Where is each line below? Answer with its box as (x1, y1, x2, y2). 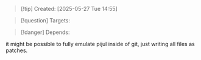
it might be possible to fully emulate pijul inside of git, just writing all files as (5, 41, 196, 47)
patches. (5, 47, 28, 54)
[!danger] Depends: (20, 28, 70, 36)
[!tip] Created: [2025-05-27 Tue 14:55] (20, 5, 118, 12)
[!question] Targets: (20, 17, 71, 24)
